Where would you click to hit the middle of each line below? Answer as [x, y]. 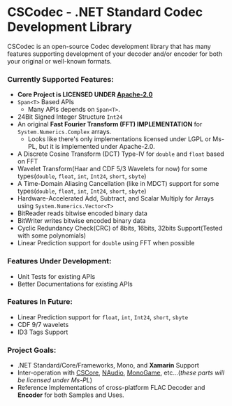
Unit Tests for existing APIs [56, 276]
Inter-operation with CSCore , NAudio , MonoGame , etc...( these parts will [121, 373]
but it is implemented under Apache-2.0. [97, 147]
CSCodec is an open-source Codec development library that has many [109, 46]
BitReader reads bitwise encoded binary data [82, 213]
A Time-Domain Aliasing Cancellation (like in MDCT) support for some [118, 184]
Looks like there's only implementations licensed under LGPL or [119, 139]
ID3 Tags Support [43, 332]
